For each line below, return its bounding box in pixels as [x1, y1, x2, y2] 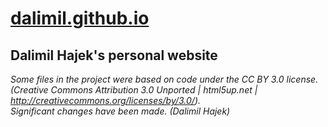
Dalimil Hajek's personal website [10, 47, 218, 64]
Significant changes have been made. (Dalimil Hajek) [10, 105, 231, 117]
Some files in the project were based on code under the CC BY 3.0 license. [10, 73, 319, 85]
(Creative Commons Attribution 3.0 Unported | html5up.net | [10, 84, 258, 96]
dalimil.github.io [10, 7, 150, 30]
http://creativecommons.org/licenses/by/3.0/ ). [10, 95, 202, 106]
